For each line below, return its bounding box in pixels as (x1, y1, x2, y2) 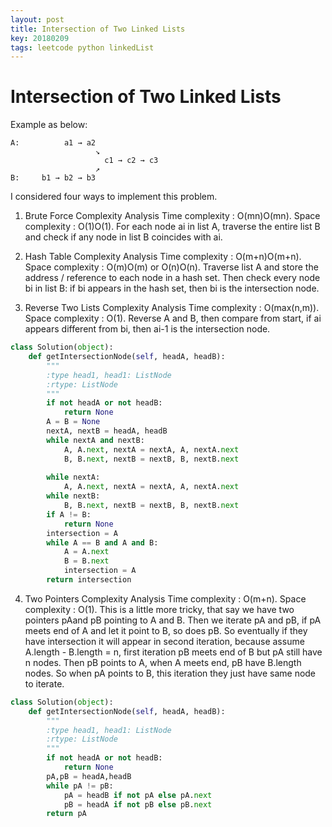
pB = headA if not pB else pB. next (63, 799, 213, 810)
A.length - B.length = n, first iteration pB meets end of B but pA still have (24, 646, 323, 658)
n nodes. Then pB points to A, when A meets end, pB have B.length (24, 656, 302, 668)
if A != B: (46, 509, 92, 520)
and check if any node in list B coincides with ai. (24, 231, 223, 243)
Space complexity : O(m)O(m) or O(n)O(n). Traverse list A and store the (24, 261, 319, 273)
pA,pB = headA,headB (46, 771, 132, 781)
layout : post (10, 14, 65, 25)
